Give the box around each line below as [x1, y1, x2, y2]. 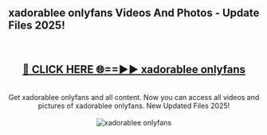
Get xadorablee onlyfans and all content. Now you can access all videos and [8, 92, 260, 102]
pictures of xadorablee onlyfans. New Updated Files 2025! [37, 101, 230, 110]
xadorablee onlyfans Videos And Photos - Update [8, 6, 260, 20]
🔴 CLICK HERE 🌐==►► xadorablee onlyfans [22, 63, 245, 76]
